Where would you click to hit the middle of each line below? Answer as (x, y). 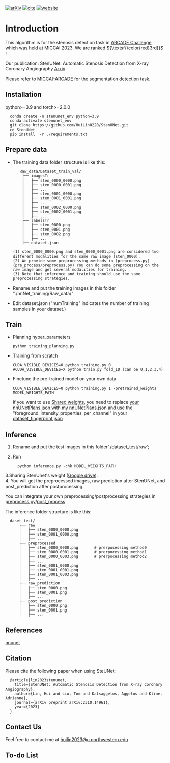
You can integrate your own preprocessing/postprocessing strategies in (80, 496)
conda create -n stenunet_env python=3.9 (54, 116)
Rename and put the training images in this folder (64, 288)
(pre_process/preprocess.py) (44, 265)
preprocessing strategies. (41, 278)
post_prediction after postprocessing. (45, 487)
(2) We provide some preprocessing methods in (63, 261)
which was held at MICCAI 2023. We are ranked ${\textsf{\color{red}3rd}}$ (84, 48)
